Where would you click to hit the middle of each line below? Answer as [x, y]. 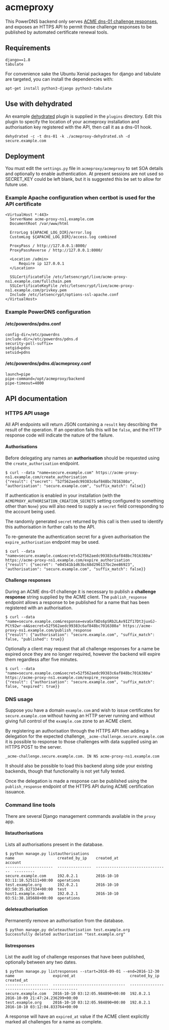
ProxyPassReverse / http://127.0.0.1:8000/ [56, 250]
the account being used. [31, 511]
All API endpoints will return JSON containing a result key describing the [81, 424]
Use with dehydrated [39, 104]
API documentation [36, 399]
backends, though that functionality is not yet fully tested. [65, 771]
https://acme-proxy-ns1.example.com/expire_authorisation [68, 560]
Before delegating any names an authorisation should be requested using [82, 458]
